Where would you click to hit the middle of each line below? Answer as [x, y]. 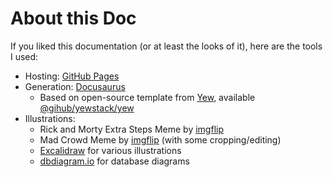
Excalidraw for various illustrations [110, 150]
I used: [24, 56]
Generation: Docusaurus [75, 86]
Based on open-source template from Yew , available [147, 97]
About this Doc [73, 18]
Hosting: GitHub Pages [72, 76]
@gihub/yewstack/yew [87, 108]
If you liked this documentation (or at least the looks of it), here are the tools [166, 46]
